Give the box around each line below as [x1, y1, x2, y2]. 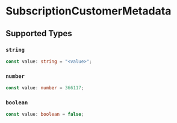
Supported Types [5, 28, 73, 39]
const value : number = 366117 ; [5, 85, 84, 91]
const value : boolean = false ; [5, 112, 84, 118]
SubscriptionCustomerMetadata [5, 4, 172, 18]
